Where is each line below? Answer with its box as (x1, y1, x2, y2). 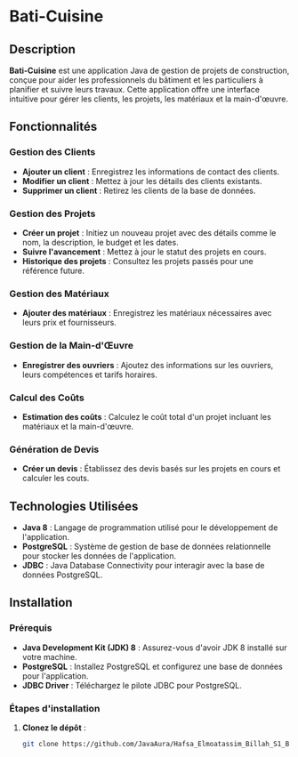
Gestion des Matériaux (9, 287, 109, 300)
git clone (21, 739, 60, 748)
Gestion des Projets (9, 207, 96, 220)
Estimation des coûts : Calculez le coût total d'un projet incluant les (21, 411, 271, 422)
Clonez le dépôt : (21, 722, 86, 733)
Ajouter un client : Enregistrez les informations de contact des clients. (21, 166, 280, 177)
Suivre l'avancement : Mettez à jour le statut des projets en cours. (21, 246, 267, 257)
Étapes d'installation (9, 702, 101, 714)
